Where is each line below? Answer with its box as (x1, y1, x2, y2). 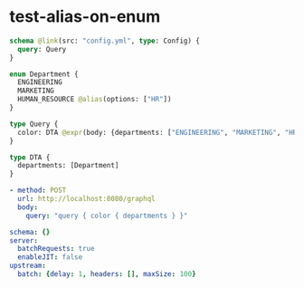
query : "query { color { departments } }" (25, 211, 188, 220)
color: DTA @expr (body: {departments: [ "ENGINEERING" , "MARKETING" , (17, 128, 281, 137)
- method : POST (9, 186, 67, 196)
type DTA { (9, 152, 51, 162)
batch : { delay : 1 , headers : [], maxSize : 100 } (17, 270, 196, 279)
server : (9, 235, 39, 245)
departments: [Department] (17, 161, 119, 170)
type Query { (9, 120, 59, 129)
